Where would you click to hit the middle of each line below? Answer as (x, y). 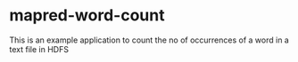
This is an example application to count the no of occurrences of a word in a (149, 40)
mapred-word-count (87, 15)
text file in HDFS (39, 49)
